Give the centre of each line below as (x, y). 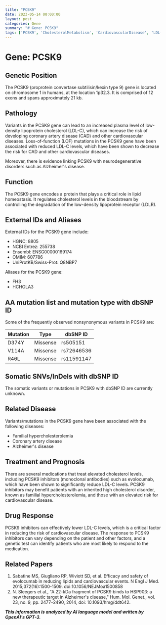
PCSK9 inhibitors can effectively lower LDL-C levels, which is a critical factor (83, 528)
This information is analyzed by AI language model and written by (75, 612)
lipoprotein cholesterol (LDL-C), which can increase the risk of (85, 130)
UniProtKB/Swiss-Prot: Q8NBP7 (45, 262)
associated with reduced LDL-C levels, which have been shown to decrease (82, 146)
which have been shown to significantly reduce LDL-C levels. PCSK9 (75, 484)
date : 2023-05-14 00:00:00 (33, 14)
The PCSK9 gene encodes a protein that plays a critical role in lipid (73, 194)
